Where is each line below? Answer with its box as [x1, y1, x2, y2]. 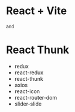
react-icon [14, 87, 40, 95]
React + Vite [6, 4, 67, 18]
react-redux [14, 69, 44, 76]
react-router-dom [14, 94, 57, 101]
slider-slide [14, 100, 42, 107]
